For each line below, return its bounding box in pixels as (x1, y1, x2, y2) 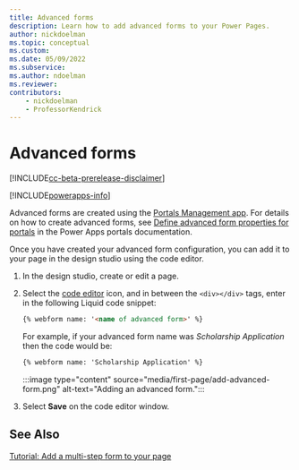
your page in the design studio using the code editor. (9, 253, 204, 264)
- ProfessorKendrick (25, 105, 102, 114)
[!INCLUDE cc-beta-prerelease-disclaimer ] (9, 173, 166, 184)
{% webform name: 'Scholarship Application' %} (21, 358, 203, 367)
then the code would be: (21, 341, 113, 352)
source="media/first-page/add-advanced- (113, 373, 270, 385)
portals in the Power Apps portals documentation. (9, 226, 192, 237)
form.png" (21, 383, 61, 394)
